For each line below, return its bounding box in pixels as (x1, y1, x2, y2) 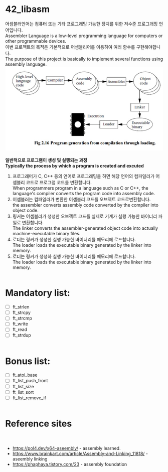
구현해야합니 (136, 44, 161, 50)
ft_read (12, 327, 28, 333)
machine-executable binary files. (12, 231, 81, 237)
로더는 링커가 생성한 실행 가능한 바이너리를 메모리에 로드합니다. (12, 237, 136, 243)
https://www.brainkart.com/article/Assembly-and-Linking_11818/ (12, 450, 145, 456)
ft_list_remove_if (12, 395, 47, 401)
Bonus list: (5, 355, 51, 367)
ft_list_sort (12, 389, 34, 395)
